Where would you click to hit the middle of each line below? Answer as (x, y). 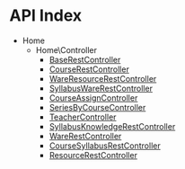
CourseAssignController (93, 98)
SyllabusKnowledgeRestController (112, 126)
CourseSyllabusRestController (105, 146)
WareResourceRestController (103, 78)
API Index (46, 16)
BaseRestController (85, 59)
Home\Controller (66, 49)
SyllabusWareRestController (101, 88)
